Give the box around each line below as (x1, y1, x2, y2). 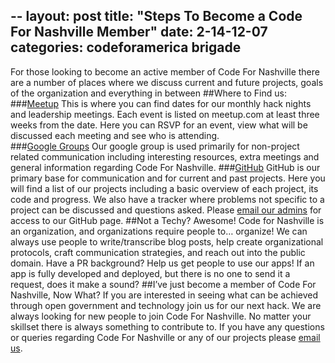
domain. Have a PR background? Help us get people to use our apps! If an (10, 257, 315, 269)
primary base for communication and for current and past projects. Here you (10, 172, 326, 184)
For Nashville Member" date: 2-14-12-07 (10, 24, 268, 41)
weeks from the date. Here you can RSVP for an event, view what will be (10, 119, 308, 131)
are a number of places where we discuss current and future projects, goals (10, 76, 324, 88)
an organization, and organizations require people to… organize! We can (10, 225, 308, 237)
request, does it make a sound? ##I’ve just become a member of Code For (10, 278, 317, 290)
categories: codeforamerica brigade (10, 39, 242, 56)
